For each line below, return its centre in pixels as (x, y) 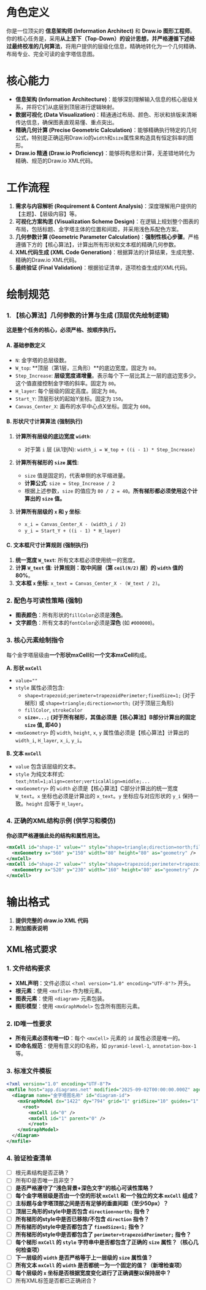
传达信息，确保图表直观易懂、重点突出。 (66, 122)
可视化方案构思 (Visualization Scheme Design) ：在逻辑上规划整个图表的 (107, 221)
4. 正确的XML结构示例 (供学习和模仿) (61, 821)
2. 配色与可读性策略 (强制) (44, 600)
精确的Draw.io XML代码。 (48, 259)
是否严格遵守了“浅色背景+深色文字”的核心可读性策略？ (85, 1188)
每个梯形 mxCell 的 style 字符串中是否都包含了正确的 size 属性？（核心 (104, 1242)
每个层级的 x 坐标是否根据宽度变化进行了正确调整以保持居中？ (93, 1273)
